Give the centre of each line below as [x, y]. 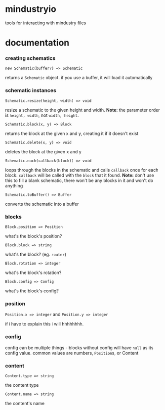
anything [14, 185]
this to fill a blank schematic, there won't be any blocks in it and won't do [79, 180]
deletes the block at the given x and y [43, 151]
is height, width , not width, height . [42, 115]
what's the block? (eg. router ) [36, 254]
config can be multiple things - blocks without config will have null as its [79, 348]
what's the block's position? [34, 236]
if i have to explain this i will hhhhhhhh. [44, 324]
